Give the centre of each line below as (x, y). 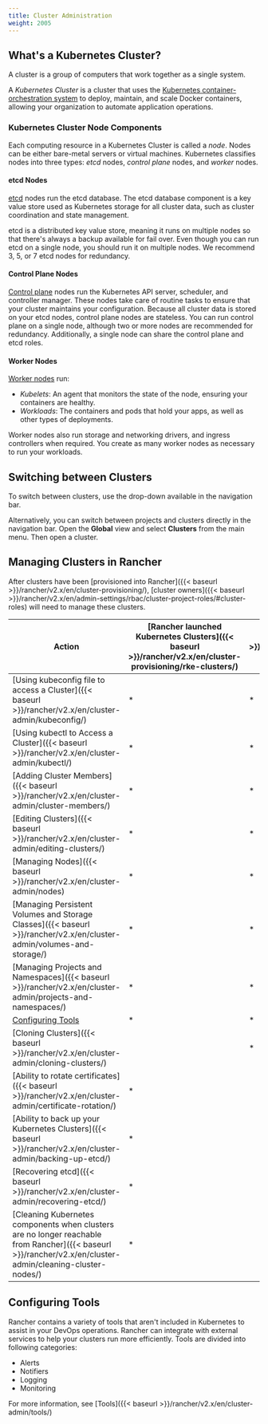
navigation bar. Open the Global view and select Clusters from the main (126, 529)
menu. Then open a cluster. (53, 537)
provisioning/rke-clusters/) (185, 666)
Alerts (30, 1363)
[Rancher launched (184, 626)
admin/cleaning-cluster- (59, 1264)
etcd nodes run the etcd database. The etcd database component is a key (130, 198)
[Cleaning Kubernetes (53, 1214)
